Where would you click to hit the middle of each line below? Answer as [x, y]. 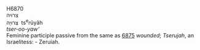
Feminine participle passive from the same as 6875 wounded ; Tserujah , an [100, 35]
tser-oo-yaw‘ [23, 29]
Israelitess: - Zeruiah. [33, 42]
